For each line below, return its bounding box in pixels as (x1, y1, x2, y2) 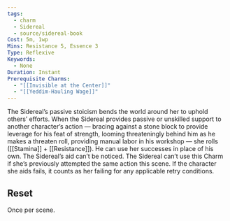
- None (13, 62, 33, 69)
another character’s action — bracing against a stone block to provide (7, 122, 208, 131)
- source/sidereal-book (13, 29, 82, 37)
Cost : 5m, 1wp (7, 36, 49, 43)
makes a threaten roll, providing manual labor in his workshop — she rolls (7, 137, 219, 145)
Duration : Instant (7, 69, 61, 76)
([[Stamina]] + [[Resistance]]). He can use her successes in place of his (7, 145, 214, 153)
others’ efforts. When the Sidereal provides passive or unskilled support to (7, 115, 222, 123)
